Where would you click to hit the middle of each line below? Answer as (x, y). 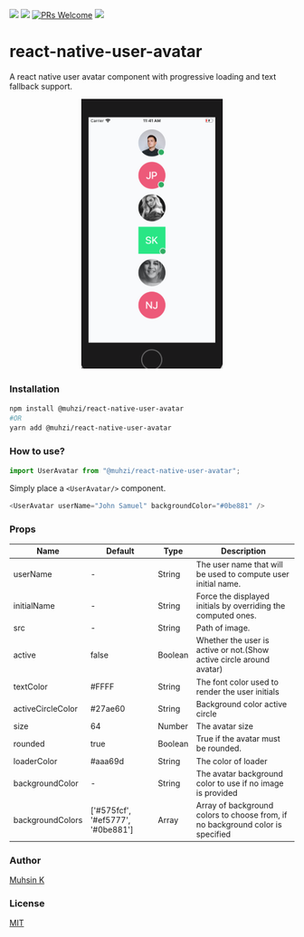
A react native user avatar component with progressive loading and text (143, 76)
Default (120, 551)
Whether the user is (233, 640)
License (27, 903)
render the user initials (237, 691)
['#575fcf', (110, 810)
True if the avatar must (238, 739)
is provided (217, 792)
